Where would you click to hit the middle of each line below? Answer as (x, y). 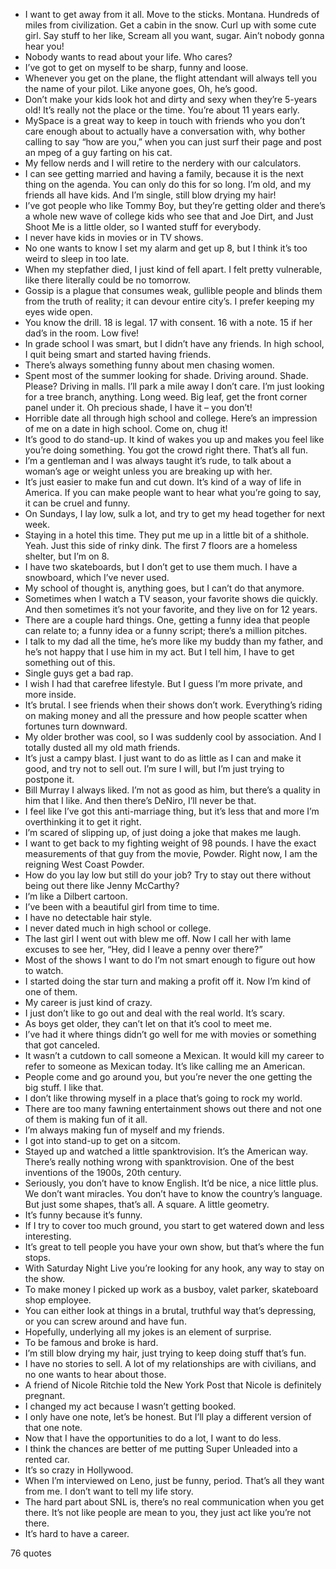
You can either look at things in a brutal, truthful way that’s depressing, (170, 1310)
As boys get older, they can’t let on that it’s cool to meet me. (148, 1023)
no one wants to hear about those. (95, 1374)
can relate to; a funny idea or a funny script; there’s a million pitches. (166, 630)
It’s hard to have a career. (77, 1533)
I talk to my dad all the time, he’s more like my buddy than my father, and (173, 641)
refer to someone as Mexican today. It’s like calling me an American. (165, 1066)
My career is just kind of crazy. (88, 1002)
